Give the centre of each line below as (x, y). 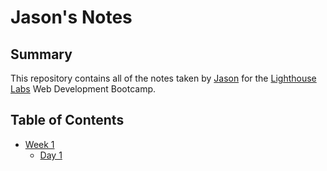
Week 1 (39, 144)
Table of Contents (67, 120)
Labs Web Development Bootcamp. (83, 89)
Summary (41, 54)
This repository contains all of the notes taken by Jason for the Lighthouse (163, 78)
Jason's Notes (71, 17)
